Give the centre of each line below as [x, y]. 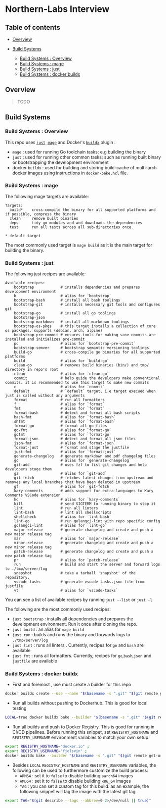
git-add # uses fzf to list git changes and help [81, 465]
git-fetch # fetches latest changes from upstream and [84, 478]
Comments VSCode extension [33, 495]
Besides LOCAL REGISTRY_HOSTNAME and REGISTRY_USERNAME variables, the [84, 765]
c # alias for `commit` [60, 387]
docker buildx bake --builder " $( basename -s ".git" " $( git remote [76, 756]
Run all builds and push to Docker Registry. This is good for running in [83, 727]
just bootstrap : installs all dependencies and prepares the [73, 619]
